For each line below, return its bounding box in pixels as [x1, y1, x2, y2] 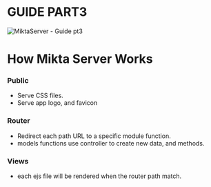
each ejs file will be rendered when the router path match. [17, 172, 182, 180]
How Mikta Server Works [7, 51, 153, 67]
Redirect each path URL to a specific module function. [17, 132, 171, 140]
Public [7, 76, 29, 86]
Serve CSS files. [17, 91, 63, 100]
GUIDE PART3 [7, 4, 88, 20]
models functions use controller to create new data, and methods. [17, 139, 205, 147]
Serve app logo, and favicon [17, 99, 98, 107]
